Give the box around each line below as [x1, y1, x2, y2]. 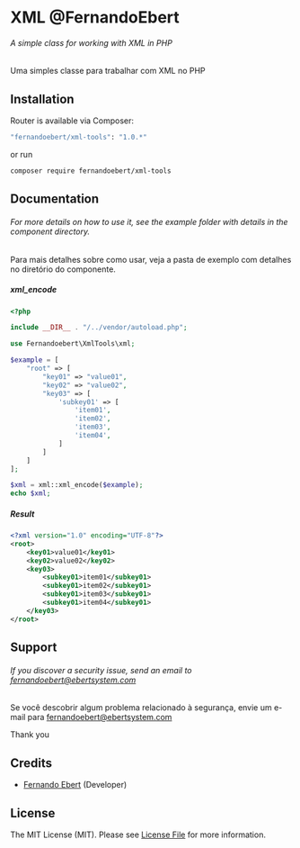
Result [10, 508, 35, 519]
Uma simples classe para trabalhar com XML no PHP [10, 66, 206, 77]
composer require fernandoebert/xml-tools [10, 167, 172, 176]
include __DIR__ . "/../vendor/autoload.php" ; [10, 323, 188, 332]
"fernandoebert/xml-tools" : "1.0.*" [10, 133, 147, 142]
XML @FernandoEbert [10, 7, 181, 28]
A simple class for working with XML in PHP [10, 37, 173, 48]
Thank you [10, 729, 50, 740]
